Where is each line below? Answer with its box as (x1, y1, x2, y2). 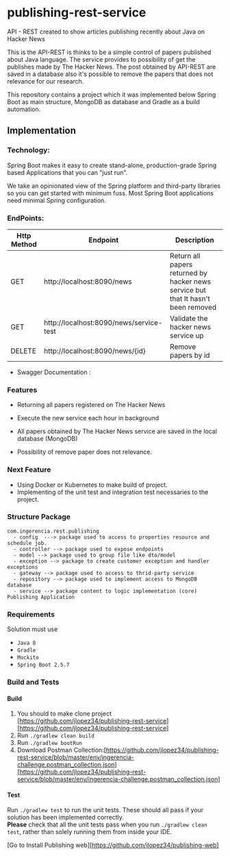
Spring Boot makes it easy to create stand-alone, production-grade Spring (7, 161, 217, 169)
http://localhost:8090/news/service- (44, 317, 163, 327)
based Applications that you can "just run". (7, 168, 128, 176)
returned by (170, 268, 207, 278)
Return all (170, 251, 201, 260)
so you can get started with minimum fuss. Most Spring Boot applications (7, 188, 214, 197)
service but (170, 285, 207, 295)
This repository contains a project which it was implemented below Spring (7, 90, 216, 99)
